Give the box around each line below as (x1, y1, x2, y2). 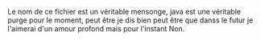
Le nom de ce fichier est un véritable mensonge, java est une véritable (7, 7, 241, 16)
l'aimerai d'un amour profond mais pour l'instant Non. (7, 24, 185, 33)
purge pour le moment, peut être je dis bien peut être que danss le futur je (7, 15, 254, 25)
